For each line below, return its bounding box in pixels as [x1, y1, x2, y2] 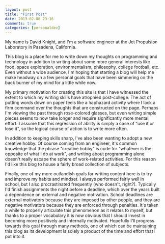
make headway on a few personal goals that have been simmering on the [5, 75, 153, 81]
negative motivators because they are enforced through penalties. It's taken [5, 202, 159, 208]
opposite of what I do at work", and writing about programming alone [5, 151, 145, 157]
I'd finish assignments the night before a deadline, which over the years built [5, 187, 160, 192]
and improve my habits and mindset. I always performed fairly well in [5, 176, 144, 182]
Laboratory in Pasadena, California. [5, 44, 77, 50]
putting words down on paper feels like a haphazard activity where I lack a [5, 100, 156, 106]
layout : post [5, 7, 32, 12]
